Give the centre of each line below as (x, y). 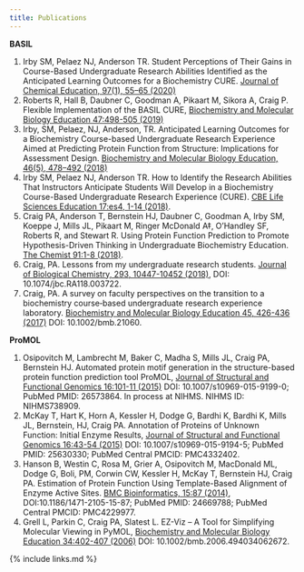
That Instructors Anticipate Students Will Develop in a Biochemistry (148, 186)
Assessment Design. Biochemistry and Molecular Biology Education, (150, 158)
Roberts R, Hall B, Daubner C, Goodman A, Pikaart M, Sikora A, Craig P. (155, 100)
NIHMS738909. (52, 406)
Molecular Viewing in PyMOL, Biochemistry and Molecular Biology (146, 531)
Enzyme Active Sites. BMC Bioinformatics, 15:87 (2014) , (127, 493)
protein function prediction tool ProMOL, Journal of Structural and (146, 376)
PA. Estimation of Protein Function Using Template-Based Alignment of (155, 483)
